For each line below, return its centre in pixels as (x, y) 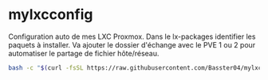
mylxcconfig (51, 15)
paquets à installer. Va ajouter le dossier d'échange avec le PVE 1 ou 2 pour (132, 44)
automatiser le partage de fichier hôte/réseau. (84, 53)
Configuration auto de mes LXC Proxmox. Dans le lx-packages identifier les (132, 36)
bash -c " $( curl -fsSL (46, 68)
